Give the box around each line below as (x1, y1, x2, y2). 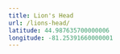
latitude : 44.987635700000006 (8, 26, 110, 34)
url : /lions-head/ (8, 19, 70, 27)
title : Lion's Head (8, 11, 74, 20)
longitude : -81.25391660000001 (8, 33, 114, 42)
